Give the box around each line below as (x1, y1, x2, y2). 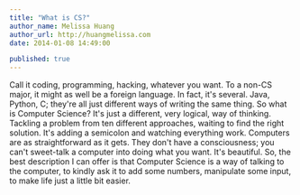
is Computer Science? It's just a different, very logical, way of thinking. (9, 108, 272, 119)
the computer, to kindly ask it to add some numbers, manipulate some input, (9, 166, 291, 177)
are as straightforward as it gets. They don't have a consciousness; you (9, 137, 275, 148)
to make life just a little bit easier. (9, 175, 131, 186)
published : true (9, 55, 70, 64)
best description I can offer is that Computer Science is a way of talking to (9, 156, 285, 167)
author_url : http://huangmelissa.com (9, 30, 151, 39)
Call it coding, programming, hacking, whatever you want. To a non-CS (9, 79, 273, 90)
